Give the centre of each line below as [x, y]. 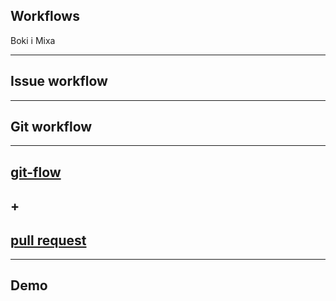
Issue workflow [59, 81]
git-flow [36, 172]
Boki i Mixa [33, 40]
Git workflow [51, 127]
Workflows [45, 16]
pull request [48, 240]
